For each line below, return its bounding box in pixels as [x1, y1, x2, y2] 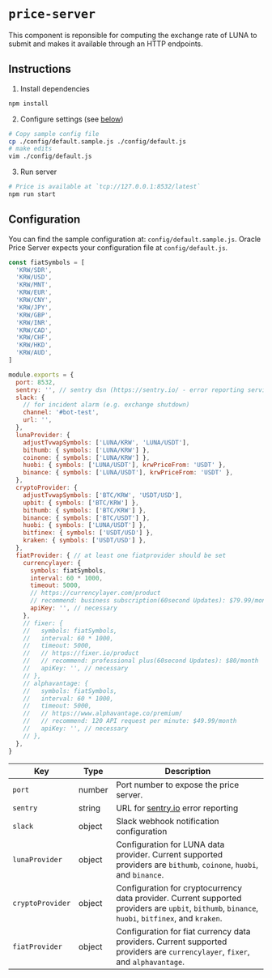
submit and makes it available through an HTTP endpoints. [8, 39, 204, 49]
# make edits [8, 145, 53, 153]
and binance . [116, 869, 164, 880]
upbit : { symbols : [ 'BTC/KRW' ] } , [23, 499, 139, 507]
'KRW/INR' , [15, 318, 53, 326]
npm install [8, 100, 49, 108]
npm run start [8, 190, 57, 198]
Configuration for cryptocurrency [116, 882, 243, 893]
